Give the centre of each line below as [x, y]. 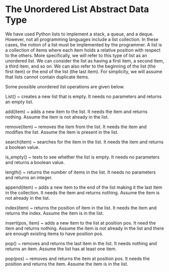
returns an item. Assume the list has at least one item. [61, 249]
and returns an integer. [29, 177]
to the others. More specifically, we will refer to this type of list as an [76, 55]
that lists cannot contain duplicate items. [47, 77]
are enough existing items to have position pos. [54, 234]
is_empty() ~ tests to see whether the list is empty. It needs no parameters [82, 157]
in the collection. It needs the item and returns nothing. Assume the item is [82, 192]
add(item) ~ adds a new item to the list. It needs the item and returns [76, 112]
